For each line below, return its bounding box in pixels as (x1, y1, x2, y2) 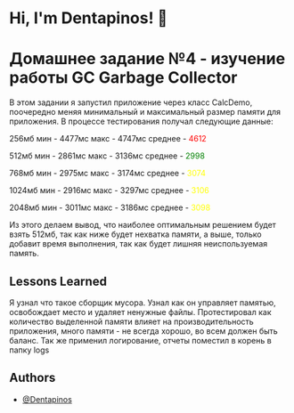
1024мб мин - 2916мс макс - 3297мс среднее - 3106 (9, 185, 209, 196)
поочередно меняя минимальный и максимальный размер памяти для (9, 107, 282, 117)
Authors (9, 370, 56, 385)
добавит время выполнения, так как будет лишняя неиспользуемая (9, 239, 268, 249)
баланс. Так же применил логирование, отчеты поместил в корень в (9, 335, 272, 345)
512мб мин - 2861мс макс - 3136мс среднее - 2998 (9, 150, 205, 161)
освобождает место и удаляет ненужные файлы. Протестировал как (9, 306, 272, 317)
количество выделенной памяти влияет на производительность (9, 316, 254, 327)
